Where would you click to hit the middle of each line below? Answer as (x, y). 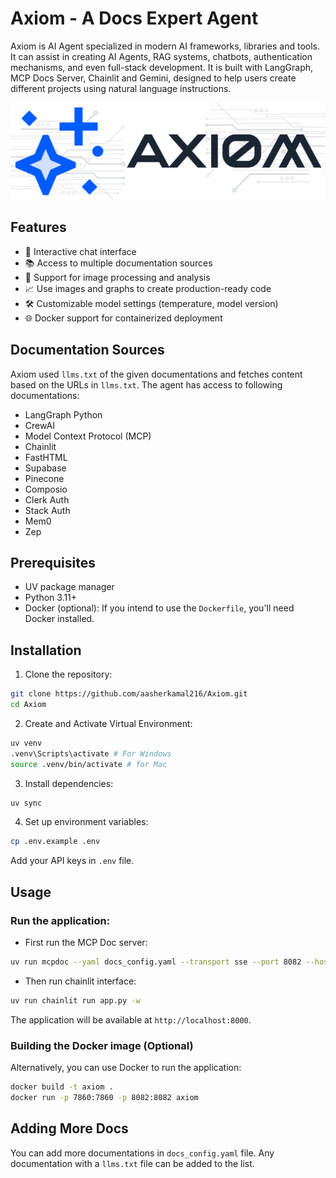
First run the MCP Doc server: (86, 943)
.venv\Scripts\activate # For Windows (91, 753)
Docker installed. (59, 619)
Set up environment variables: (86, 822)
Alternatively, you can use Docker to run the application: (126, 1068)
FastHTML (46, 457)
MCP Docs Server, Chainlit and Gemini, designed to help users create (153, 78)
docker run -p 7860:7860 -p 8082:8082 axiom (104, 1097)
